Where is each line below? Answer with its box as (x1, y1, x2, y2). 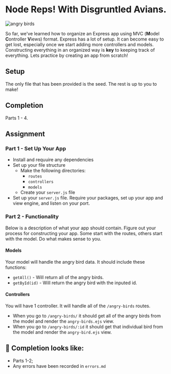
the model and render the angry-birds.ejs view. (12, 318, 114, 324)
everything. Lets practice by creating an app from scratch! (5, 52, 129, 58)
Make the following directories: (20, 168, 86, 174)
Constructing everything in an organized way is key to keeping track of (5, 47, 155, 53)
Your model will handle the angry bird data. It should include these (5, 259, 145, 265)
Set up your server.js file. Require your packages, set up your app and (12, 195, 163, 201)
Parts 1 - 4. (5, 114, 28, 121)
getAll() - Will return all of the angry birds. (12, 274, 104, 280)
